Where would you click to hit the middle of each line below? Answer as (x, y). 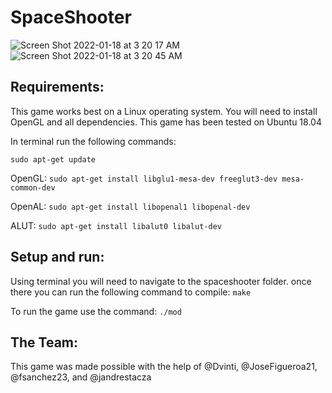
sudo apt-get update (53, 159)
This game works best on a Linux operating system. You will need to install (164, 111)
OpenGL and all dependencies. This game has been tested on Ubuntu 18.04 (166, 122)
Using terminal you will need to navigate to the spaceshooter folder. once (161, 281)
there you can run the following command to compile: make (131, 292)
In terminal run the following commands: (93, 141)
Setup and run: (57, 257)
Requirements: (57, 87)
